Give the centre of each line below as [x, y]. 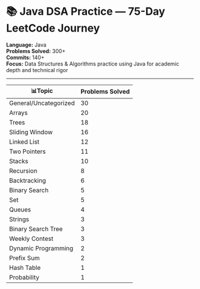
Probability [24, 277]
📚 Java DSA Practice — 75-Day [86, 12]
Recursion [23, 170]
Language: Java [26, 45]
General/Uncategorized [42, 103]
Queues [20, 209]
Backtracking [28, 181]
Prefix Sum [24, 258]
